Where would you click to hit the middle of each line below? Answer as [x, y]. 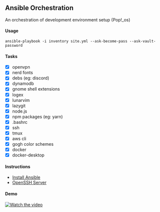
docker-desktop [28, 155]
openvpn [21, 67]
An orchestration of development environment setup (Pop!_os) [68, 19]
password [14, 46]
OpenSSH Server [29, 183]
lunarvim [21, 100]
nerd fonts [22, 73]
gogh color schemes [33, 144]
